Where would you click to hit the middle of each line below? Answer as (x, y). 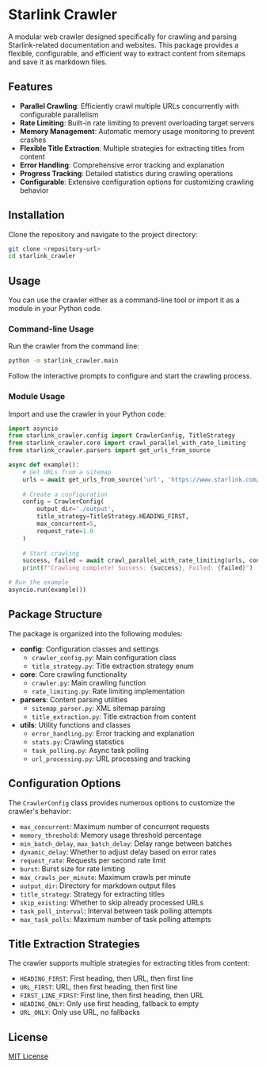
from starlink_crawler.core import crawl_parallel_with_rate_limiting (127, 443)
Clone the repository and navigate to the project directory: (103, 234)
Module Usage (37, 397)
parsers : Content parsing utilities (74, 699)
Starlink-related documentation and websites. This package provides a (123, 44)
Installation (36, 215)
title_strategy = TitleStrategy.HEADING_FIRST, (113, 517)
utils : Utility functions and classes (75, 724)
